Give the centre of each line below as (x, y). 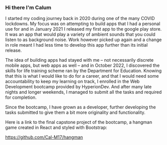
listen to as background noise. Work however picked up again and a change (83, 40)
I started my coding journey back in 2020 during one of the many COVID (80, 19)
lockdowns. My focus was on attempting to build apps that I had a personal (83, 24)
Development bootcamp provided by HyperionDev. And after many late (78, 87)
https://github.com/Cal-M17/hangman (44, 137)
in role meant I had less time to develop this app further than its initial (76, 45)
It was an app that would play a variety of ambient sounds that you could (80, 35)
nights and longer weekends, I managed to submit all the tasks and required (83, 92)
